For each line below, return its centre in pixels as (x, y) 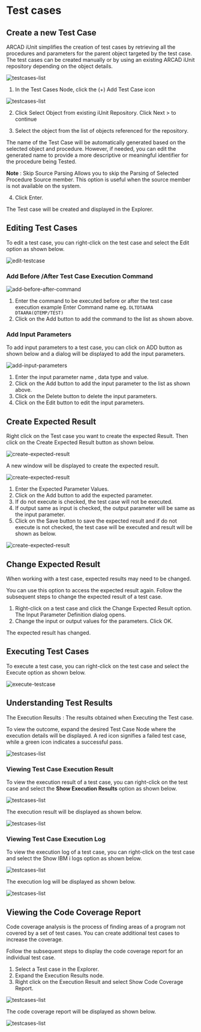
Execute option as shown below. (46, 672)
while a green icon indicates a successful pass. (64, 742)
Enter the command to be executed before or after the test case (94, 301)
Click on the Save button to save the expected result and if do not (96, 521)
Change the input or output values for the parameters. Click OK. (94, 621)
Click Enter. (29, 198)
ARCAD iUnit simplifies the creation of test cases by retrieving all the (91, 47)
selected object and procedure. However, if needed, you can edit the (91, 149)
